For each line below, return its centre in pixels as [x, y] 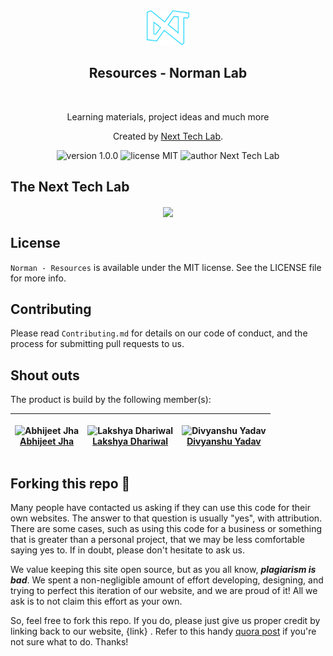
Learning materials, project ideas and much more [168, 116]
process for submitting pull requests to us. [97, 344]
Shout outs [45, 375]
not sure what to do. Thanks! [69, 642]
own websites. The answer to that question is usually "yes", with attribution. [166, 518]
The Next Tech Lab [70, 187]
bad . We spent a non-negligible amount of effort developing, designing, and [167, 580]
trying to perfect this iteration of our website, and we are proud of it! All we [164, 591]
